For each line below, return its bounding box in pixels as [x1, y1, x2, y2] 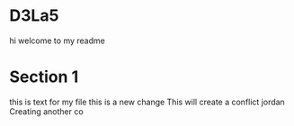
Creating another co [9, 105, 84, 117]
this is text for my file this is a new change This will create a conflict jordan [9, 96, 285, 107]
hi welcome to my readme [9, 35, 105, 46]
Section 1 [9, 67, 79, 87]
